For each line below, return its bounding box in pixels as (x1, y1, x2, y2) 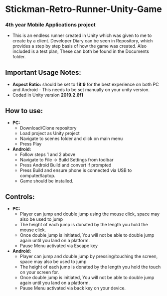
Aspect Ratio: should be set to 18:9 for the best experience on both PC (12, 81, 159, 88)
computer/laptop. (19, 173, 56, 179)
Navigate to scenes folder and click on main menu (19, 136, 123, 142)
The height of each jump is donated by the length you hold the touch (19, 264, 161, 270)
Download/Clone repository (19, 125, 77, 131)
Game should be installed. (19, 178, 74, 184)
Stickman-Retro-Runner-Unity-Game (5, 3, 162, 15)
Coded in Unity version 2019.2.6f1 (12, 92, 83, 98)
